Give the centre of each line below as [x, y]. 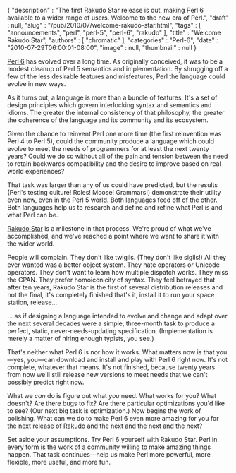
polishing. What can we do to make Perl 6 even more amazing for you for [113, 418]
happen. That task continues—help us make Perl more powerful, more [109, 454]
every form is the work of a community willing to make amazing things [109, 447]
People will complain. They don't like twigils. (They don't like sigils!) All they [117, 257]
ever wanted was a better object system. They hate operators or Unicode [113, 265]
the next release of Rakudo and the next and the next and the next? [105, 426]
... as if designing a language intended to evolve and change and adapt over [117, 316]
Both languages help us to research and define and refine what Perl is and [115, 207]
